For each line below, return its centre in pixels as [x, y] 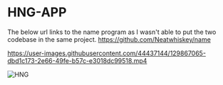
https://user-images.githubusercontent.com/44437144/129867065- [107, 53]
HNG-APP [37, 12]
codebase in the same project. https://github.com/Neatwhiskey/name [109, 39]
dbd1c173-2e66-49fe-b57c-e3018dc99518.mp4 [77, 60]
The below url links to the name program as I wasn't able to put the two [112, 32]
